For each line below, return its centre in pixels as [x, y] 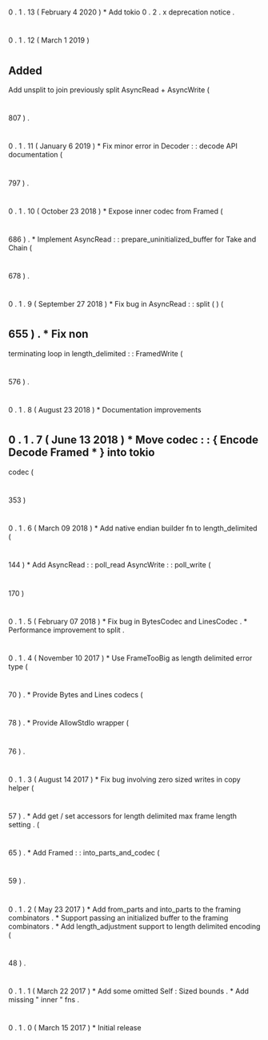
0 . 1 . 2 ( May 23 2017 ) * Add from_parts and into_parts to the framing [125, 909]
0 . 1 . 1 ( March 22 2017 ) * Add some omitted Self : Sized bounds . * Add [129, 991]
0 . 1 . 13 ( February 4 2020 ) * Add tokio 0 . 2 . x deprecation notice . [122, 12]
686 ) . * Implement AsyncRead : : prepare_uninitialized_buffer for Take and [132, 239]
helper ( [21, 788]
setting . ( [24, 824]
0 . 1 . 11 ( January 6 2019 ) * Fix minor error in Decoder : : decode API [123, 146]
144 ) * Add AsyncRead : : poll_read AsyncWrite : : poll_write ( [110, 565]
